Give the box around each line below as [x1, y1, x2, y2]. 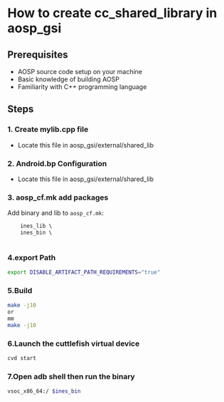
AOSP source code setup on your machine [17, 68, 143, 76]
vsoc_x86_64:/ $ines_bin [7, 388, 81, 395]
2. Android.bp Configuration [7, 158, 107, 168]
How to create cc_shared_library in [7, 5, 218, 21]
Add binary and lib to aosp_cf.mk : [7, 209, 105, 217]
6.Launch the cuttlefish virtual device [7, 339, 140, 349]
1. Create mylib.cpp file [7, 125, 89, 135]
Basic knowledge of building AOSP [17, 75, 119, 83]
